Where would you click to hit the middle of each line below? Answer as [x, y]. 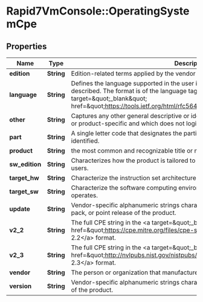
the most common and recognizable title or [132, 151]
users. [80, 168]
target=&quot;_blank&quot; [109, 98]
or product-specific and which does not [128, 123]
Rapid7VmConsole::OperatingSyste [98, 11]
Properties [27, 46]
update [20, 209]
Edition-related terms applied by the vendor [133, 74]
